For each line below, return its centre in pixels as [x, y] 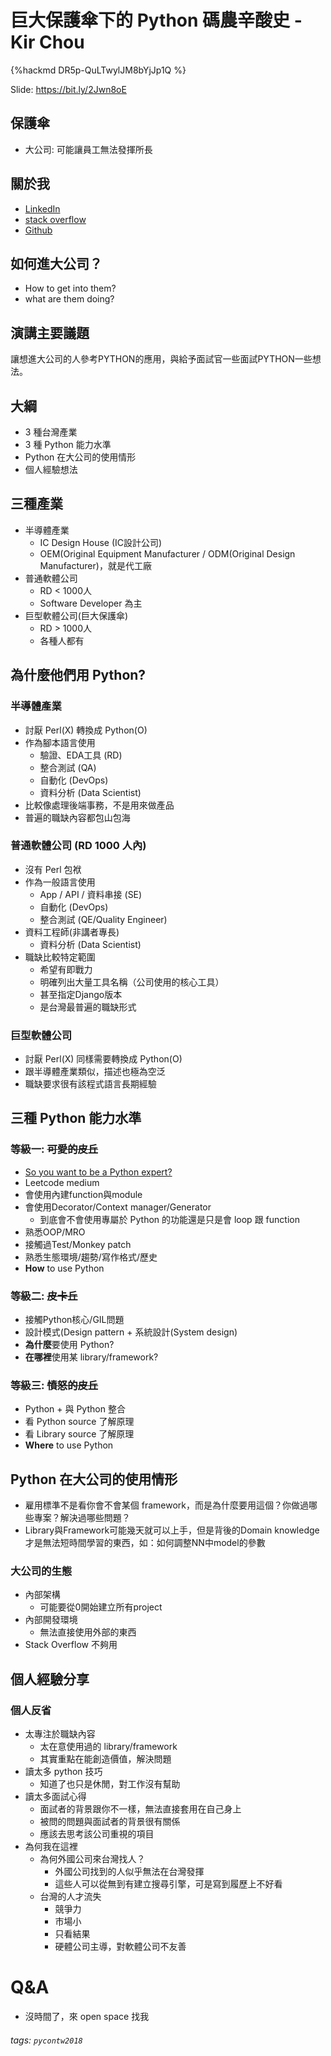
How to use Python [64, 1268]
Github [38, 230]
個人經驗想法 [51, 469]
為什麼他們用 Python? [78, 675]
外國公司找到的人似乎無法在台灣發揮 [129, 1872]
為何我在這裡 [51, 1847]
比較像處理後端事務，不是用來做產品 [99, 805]
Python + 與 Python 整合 [75, 1409]
